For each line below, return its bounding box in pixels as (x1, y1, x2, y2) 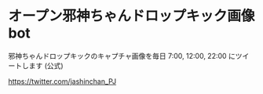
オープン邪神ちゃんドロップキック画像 (8, 7, 255, 25)
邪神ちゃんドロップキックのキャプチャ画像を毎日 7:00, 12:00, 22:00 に (8, 51, 236, 60)
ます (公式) (28, 60, 64, 70)
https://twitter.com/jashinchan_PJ (8, 76, 116, 86)
